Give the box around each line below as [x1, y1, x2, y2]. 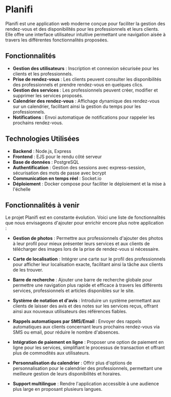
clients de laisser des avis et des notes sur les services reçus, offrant [12, 303, 158, 309]
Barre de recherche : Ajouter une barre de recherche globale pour [12, 277, 153, 283]
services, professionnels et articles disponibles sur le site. [12, 288, 135, 294]
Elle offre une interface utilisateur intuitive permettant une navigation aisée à [5, 31, 166, 37]
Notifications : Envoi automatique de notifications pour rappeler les [12, 114, 155, 120]
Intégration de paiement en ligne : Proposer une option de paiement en [12, 339, 164, 345]
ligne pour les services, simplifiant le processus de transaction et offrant [12, 344, 165, 351]
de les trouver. [12, 267, 43, 273]
